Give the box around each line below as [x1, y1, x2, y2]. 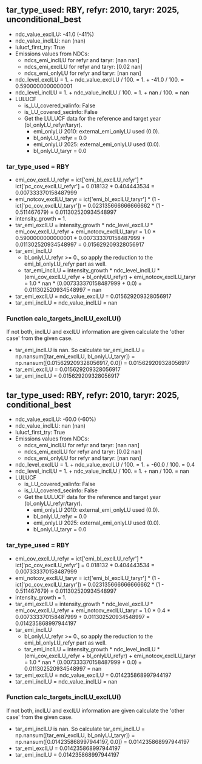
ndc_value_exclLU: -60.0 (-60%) [15, 416, 96, 423]
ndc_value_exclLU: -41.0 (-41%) [15, 30, 94, 38]
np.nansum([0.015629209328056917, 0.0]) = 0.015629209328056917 [15, 359, 190, 367]
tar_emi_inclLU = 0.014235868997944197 [15, 751, 120, 758]
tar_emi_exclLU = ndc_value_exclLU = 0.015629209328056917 [15, 292, 172, 300]
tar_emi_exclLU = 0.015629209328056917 [15, 366, 121, 373]
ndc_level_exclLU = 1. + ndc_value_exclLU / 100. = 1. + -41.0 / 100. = [15, 76, 184, 83]
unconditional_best [6, 15, 81, 25]
